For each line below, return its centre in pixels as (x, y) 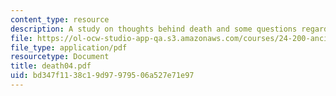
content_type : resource (60, 19)
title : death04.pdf (51, 66)
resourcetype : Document (60, 57)
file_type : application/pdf (69, 47)
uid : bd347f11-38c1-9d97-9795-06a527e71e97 (102, 76)
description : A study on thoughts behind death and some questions (154, 29)
